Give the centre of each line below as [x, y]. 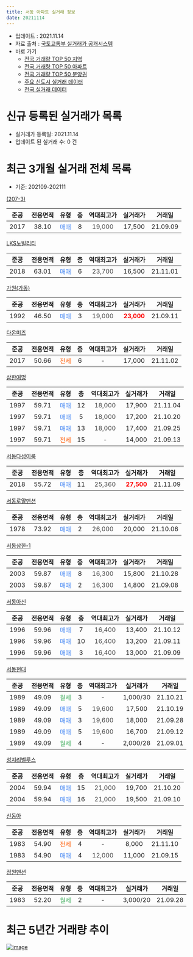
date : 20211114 [26, 18]
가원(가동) [18, 288]
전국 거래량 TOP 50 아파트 [55, 66]
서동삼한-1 [19, 546]
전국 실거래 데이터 [45, 89]
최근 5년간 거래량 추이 [58, 930]
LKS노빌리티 [21, 243]
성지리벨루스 [21, 760]
